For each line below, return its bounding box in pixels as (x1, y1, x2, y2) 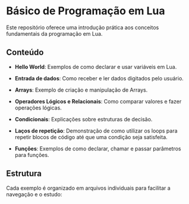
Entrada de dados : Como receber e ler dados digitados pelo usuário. (14, 74, 184, 81)
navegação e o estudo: (6, 190, 62, 197)
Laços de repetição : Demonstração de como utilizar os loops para (14, 127, 178, 134)
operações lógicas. (14, 104, 62, 111)
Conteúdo (6, 48, 44, 58)
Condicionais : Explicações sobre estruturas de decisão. (14, 115, 153, 123)
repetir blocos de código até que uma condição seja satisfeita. (14, 133, 168, 140)
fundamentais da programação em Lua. (6, 30, 103, 37)
